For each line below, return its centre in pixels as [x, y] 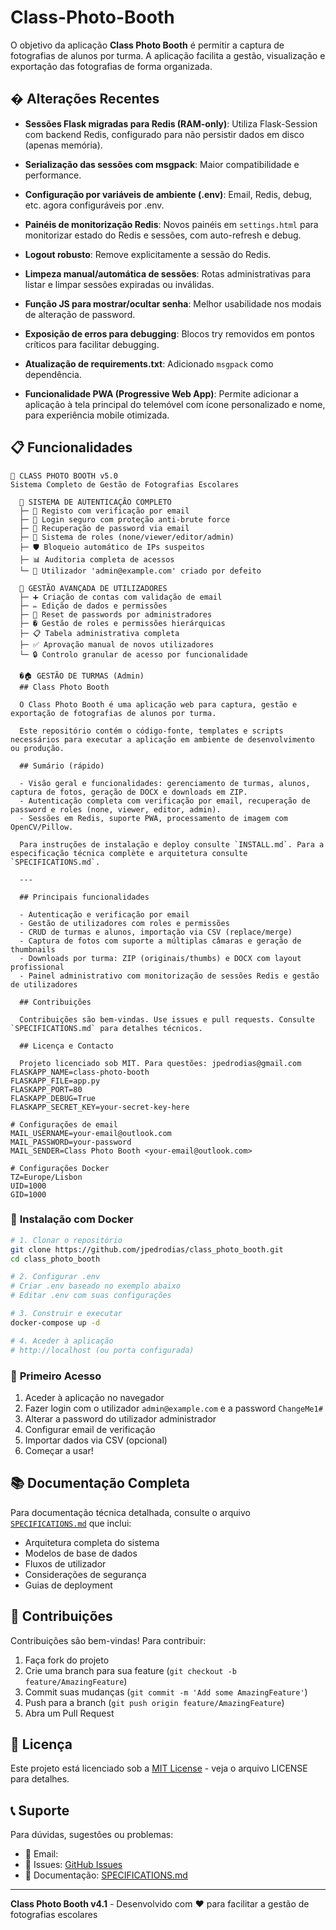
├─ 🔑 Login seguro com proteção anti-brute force [124, 519]
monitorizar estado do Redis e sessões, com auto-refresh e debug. [163, 235]
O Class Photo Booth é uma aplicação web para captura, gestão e [158, 704]
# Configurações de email [64, 1124]
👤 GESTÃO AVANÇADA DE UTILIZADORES [93, 588]
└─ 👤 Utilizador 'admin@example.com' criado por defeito [140, 571]
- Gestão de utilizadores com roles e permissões [124, 923]
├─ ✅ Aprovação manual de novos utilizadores [117, 644]
